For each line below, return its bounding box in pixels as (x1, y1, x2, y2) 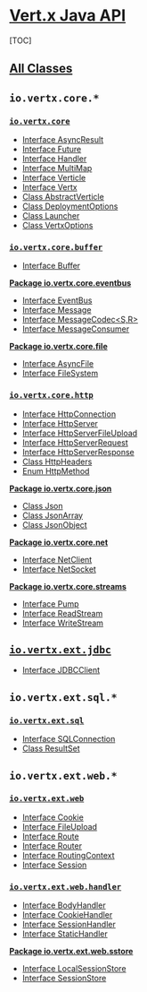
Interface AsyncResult (21, 134, 104, 145)
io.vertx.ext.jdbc (9, 643, 111, 656)
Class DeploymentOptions (21, 201, 118, 211)
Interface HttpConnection (21, 409, 117, 419)
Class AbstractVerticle (21, 192, 104, 203)
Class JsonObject (21, 519, 87, 530)
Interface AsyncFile (21, 358, 94, 369)
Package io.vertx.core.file (9, 341, 109, 352)
